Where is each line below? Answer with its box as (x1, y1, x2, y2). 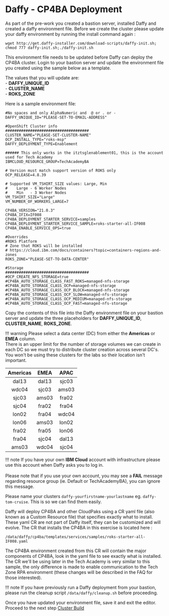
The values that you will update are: (5, 74, 80, 80)
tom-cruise (5, 500, 28, 505)
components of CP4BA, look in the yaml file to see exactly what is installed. (5, 553, 162, 559)
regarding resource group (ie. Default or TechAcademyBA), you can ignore (5, 478, 160, 484)
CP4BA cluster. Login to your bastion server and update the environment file (5, 59, 164, 65)
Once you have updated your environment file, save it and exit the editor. (5, 599, 156, 605)
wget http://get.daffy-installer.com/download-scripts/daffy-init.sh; (5, 40, 157, 46)
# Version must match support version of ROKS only (5, 168, 116, 173)
